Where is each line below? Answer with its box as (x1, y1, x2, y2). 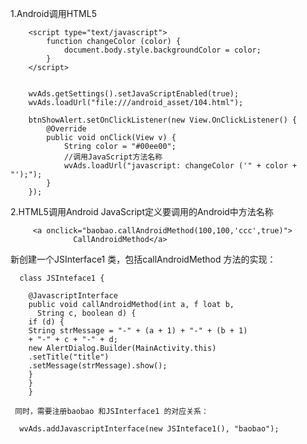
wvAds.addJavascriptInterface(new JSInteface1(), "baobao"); (19, 424, 280, 434)
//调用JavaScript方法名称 (63, 152, 163, 162)
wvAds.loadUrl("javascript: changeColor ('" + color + (63, 161, 298, 171)
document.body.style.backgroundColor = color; (63, 45, 262, 55)
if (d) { (28, 317, 65, 327)
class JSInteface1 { (19, 273, 105, 283)
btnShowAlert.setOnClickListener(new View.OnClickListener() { (28, 115, 298, 125)
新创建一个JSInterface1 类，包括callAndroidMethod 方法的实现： (10, 253, 277, 265)
